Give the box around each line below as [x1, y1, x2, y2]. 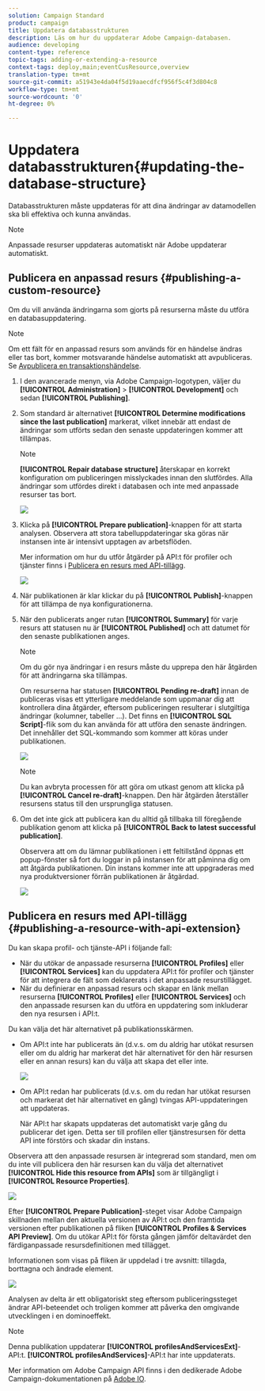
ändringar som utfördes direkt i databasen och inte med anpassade [19, 481, 239, 491]
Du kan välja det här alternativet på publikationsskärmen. [8, 1024, 194, 1034]
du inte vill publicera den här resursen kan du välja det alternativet [8, 1159, 224, 1169]
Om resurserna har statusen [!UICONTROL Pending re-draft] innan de [19, 686, 249, 695]
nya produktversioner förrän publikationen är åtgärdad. [19, 871, 199, 881]
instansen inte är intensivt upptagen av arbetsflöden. [19, 537, 192, 546]
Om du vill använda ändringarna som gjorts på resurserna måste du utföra [8, 304, 249, 314]
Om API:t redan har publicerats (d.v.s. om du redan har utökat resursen [19, 1087, 251, 1096]
